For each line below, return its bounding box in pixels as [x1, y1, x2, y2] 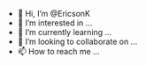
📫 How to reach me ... [17, 47, 100, 56]
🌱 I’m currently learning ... [17, 27, 112, 37]
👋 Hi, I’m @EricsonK [17, 9, 91, 18]
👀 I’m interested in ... [17, 18, 93, 28]
